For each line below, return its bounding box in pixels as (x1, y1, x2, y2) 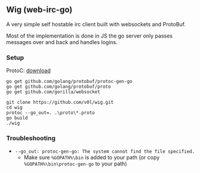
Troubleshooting (6, 134, 56, 143)
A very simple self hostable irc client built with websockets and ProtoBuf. (6, 20, 186, 27)
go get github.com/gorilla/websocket (6, 89, 101, 95)
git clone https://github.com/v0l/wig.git (6, 100, 114, 106)
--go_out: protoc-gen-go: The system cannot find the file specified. (14, 149, 195, 155)
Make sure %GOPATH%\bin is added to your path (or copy (23, 154, 160, 161)
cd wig (6, 104, 23, 111)
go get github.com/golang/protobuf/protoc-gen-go (6, 79, 133, 85)
